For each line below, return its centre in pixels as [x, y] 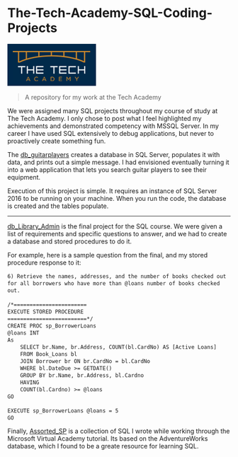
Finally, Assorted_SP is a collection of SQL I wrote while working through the [119, 431]
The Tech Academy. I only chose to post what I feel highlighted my [104, 118]
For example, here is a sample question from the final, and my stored [108, 255]
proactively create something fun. [57, 141]
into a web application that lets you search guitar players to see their [107, 169]
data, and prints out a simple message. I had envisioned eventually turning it [118, 162]
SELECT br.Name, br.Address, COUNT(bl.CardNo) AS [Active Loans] [119, 347]
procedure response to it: [44, 262]
